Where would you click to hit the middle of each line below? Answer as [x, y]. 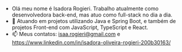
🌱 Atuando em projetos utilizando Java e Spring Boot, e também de [94, 21]
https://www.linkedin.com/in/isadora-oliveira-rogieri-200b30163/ [91, 43]
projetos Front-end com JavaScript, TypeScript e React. [80, 27]
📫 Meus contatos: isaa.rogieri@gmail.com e [66, 34]
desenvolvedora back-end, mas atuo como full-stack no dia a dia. [92, 15]
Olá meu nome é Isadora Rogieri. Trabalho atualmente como [85, 9]
